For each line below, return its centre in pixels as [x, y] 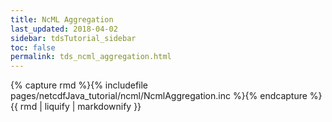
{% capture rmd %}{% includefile [79, 85]
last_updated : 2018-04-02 [64, 29]
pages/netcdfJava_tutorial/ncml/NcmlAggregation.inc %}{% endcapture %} [166, 96]
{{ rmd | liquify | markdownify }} [76, 107]
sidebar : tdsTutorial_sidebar [73, 38]
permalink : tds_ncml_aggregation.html [91, 57]
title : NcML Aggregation [62, 19]
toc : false [33, 47]
